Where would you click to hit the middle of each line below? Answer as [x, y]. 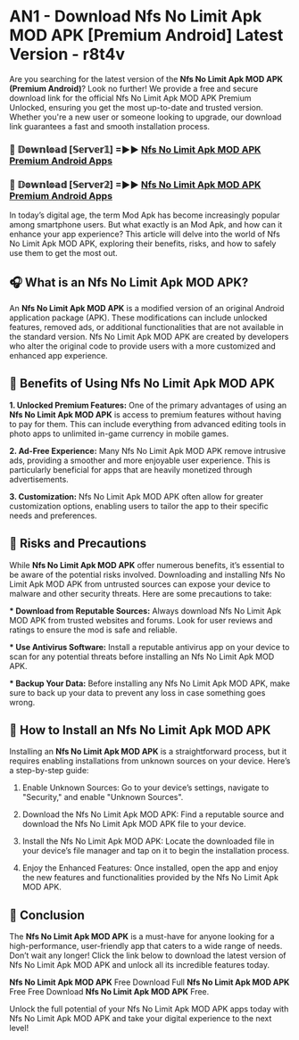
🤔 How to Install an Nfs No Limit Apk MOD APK [140, 730]
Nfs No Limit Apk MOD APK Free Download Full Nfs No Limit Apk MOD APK [149, 982]
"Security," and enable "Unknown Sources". [103, 797]
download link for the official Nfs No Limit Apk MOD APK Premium [130, 98]
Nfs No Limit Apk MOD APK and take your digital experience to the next [141, 1019]
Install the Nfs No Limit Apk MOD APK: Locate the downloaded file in [148, 841]
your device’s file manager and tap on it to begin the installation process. [156, 851]
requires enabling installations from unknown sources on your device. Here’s [150, 761]
